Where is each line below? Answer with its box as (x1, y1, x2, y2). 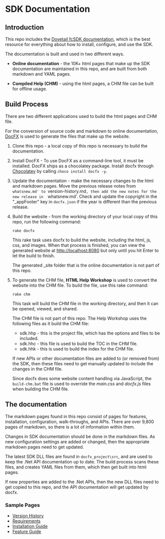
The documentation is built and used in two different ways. (5, 51, 125, 57)
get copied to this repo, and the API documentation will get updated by (5, 484, 149, 490)
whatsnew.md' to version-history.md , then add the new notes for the (12, 188, 157, 194)
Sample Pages (5, 501, 40, 508)
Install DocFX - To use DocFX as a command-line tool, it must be (12, 157, 144, 163)
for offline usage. (12, 86, 47, 92)
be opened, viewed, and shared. (12, 306, 78, 311)
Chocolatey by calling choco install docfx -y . (12, 168, 107, 174)
